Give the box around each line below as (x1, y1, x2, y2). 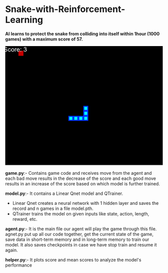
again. (5, 247, 18, 253)
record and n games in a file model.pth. (12, 205, 93, 211)
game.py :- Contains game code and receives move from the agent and (5, 170, 152, 176)
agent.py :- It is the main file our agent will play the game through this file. (5, 225, 157, 231)
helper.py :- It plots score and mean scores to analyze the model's (5, 256, 141, 262)
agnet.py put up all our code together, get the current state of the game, (5, 231, 154, 237)
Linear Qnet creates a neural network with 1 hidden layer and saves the (12, 200, 159, 206)
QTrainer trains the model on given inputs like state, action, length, (12, 210, 149, 216)
